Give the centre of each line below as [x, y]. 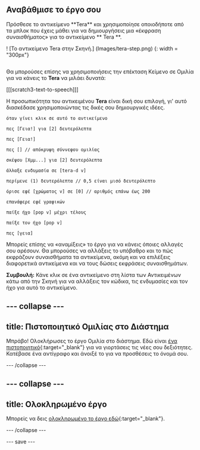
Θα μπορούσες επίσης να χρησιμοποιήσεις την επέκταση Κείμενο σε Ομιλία [100, 72]
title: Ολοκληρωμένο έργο [57, 404]
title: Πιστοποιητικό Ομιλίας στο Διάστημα [87, 327]
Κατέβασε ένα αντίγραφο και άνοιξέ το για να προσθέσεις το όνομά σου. [97, 354]
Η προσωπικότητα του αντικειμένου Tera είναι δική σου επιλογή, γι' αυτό [97, 101]
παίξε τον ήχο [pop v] [34, 223]
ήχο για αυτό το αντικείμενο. [42, 287]
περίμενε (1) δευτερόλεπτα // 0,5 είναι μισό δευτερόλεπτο [81, 181]
